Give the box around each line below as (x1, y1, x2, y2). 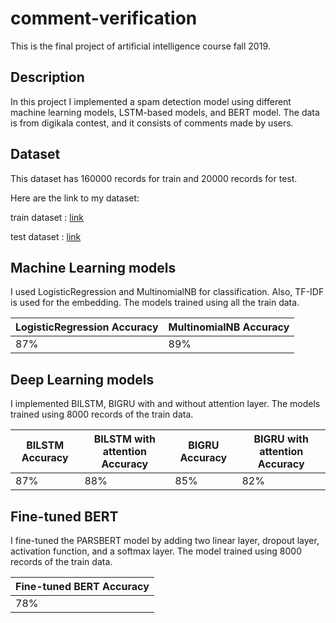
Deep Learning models (10, 371, 155, 388)
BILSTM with (93, 432, 156, 446)
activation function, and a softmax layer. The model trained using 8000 (10, 545, 302, 557)
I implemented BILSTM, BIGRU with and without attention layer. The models (10, 398, 321, 410)
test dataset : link (10, 230, 82, 242)
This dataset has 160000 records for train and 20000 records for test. (10, 172, 298, 184)
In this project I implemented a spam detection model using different (10, 95, 292, 107)
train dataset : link (10, 211, 85, 223)
